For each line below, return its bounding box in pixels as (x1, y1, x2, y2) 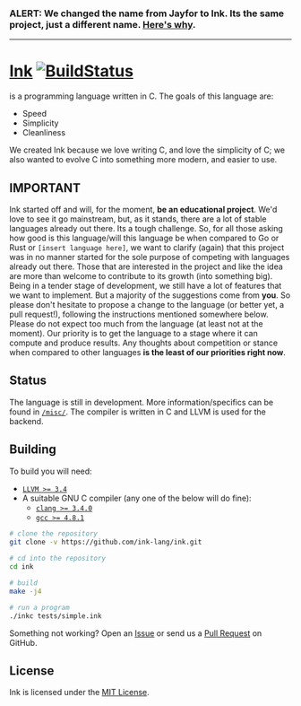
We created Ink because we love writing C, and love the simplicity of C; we (9, 144, 285, 155)
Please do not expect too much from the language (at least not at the (9, 318, 263, 329)
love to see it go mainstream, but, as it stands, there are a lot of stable (9, 214, 267, 224)
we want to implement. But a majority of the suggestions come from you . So (9, 290, 291, 301)
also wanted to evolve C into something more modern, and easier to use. (9, 154, 278, 165)
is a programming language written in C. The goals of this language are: (9, 91, 274, 101)
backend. (9, 415, 44, 426)
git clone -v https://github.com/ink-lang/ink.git (9, 537, 202, 546)
